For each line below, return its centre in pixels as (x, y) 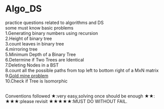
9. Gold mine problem (27, 75)
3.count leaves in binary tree (35, 43)
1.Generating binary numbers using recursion (52, 33)
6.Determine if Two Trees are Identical (45, 59)
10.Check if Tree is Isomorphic (36, 81)
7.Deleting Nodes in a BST (32, 65)
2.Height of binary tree (29, 38)
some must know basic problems (39, 27)
